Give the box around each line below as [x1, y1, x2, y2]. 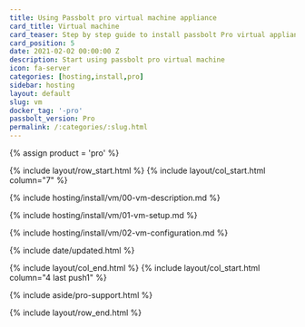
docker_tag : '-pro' [9, 106, 84, 115]
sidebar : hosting [9, 81, 75, 90]
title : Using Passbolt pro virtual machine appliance [9, 13, 218, 23]
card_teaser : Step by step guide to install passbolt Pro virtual [9, 30, 266, 39]
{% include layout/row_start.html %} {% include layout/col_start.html [9, 165, 266, 176]
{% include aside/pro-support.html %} [9, 290, 152, 300]
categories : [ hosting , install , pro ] [9, 72, 144, 82]
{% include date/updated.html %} [9, 245, 135, 255]
